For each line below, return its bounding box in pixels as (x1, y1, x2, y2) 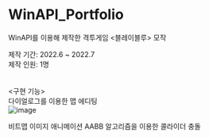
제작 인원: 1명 (8, 59, 50, 69)
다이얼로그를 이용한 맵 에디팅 (8, 96, 98, 105)
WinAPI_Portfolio (8, 6, 125, 24)
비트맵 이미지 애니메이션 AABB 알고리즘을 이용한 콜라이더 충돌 (8, 121, 201, 131)
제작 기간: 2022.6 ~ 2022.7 (8, 49, 95, 59)
